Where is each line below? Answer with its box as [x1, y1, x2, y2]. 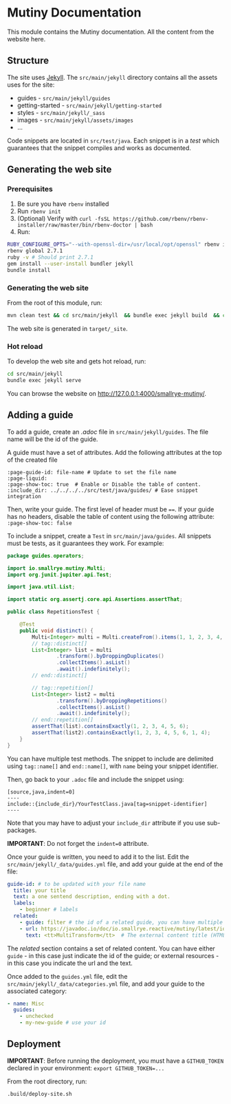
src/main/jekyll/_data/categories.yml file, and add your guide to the [7, 979, 205, 988]
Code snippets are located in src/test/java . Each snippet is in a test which [7, 136, 220, 145]
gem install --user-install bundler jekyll [7, 260, 134, 268]
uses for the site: [7, 81, 55, 89]
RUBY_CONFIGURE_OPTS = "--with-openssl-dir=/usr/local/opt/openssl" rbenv [7, 241, 220, 248]
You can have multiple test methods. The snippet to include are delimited [7, 754, 214, 763]
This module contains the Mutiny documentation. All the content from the [7, 28, 214, 36]
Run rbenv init [16, 207, 61, 215]
